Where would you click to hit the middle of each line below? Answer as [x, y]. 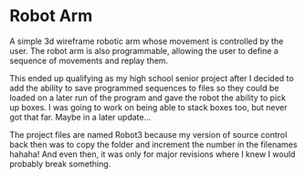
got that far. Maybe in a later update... [80, 117]
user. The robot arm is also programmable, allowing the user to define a [144, 50]
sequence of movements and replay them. [89, 60]
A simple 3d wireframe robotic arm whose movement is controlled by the [147, 41]
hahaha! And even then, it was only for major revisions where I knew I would [153, 154]
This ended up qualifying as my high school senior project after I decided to [152, 78]
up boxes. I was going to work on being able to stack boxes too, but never [148, 107]
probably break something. [60, 163]
